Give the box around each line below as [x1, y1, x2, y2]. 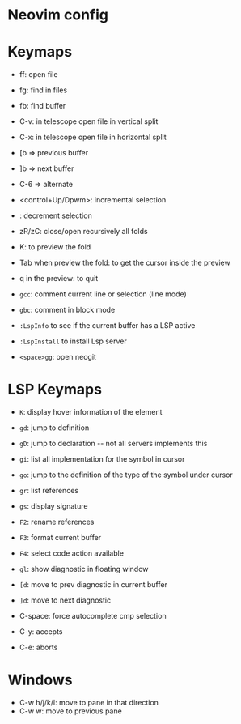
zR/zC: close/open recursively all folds [19, 227, 148, 236]
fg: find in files [19, 85, 68, 95]
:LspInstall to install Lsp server [19, 336, 127, 346]
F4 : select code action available [19, 548, 125, 558]
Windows [7, 671, 73, 689]
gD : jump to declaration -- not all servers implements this [19, 439, 208, 449]
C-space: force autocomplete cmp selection [19, 611, 167, 621]
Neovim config [7, 6, 108, 24]
